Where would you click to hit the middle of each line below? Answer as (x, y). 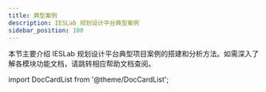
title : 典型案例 (33, 15)
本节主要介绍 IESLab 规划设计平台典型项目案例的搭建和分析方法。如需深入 (130, 54)
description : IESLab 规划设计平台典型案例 (74, 23)
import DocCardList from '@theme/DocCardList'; (89, 79)
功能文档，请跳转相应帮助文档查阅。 (95, 63)
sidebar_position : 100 (46, 30)
